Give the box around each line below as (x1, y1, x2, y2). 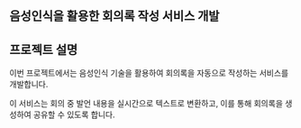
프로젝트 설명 (9, 41, 78, 57)
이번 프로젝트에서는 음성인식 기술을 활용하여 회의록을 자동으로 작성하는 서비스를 (9, 68, 289, 78)
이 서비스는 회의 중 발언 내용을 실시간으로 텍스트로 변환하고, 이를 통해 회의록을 (9, 98, 284, 109)
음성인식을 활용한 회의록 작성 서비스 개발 (9, 8, 220, 24)
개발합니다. (9, 79, 49, 90)
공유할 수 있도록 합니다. (32, 109, 115, 120)
